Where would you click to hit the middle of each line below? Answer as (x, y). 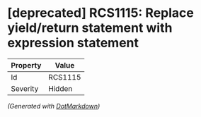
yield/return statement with (90, 28)
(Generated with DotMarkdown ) (54, 106)
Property (26, 65)
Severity (25, 88)
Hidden (61, 88)
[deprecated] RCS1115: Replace (101, 13)
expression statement (73, 43)
